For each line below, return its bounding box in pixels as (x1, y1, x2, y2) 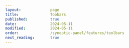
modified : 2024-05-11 (5, 26, 73, 31)
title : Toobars (5, 12, 66, 17)
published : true (5, 16, 59, 21)
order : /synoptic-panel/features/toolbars (5, 30, 124, 35)
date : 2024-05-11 (5, 21, 73, 26)
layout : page (5, 7, 59, 12)
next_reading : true (5, 35, 59, 40)
